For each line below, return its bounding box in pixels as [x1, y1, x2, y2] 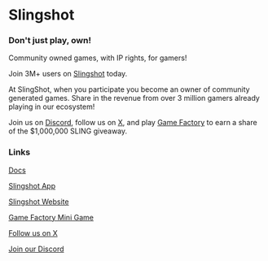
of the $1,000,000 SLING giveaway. [8, 126, 128, 136]
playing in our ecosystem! [8, 102, 95, 111]
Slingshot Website [8, 197, 69, 207]
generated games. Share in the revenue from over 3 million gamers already [8, 94, 261, 103]
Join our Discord [8, 244, 64, 254]
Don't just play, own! [8, 35, 92, 46]
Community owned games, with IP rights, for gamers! [8, 53, 187, 63]
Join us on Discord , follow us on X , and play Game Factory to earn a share [8, 118, 258, 128]
